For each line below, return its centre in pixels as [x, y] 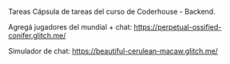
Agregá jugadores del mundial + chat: [70, 27]
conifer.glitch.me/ [37, 36]
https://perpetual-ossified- [178, 27]
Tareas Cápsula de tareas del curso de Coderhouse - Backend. [112, 12]
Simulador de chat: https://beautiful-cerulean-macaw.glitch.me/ [113, 51]
